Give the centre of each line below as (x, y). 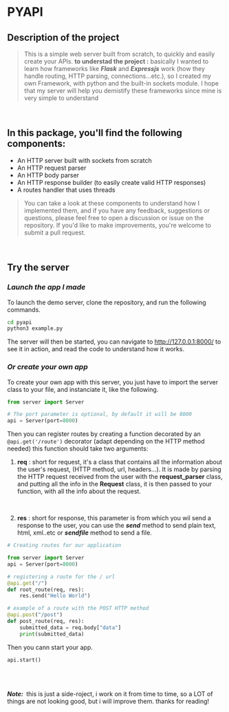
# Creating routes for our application (64, 546)
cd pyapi (20, 322)
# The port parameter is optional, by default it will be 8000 (100, 415)
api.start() (24, 660)
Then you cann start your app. (50, 647)
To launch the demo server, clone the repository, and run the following (107, 302)
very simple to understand (61, 98)
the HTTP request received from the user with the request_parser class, (120, 477)
